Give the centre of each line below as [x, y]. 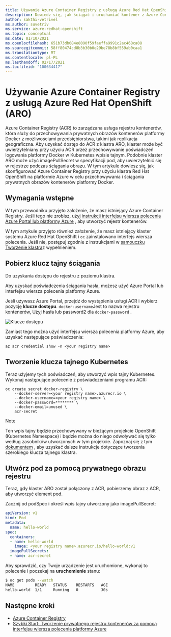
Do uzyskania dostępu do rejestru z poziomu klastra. [61, 275]
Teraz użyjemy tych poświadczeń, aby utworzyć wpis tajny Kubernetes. [80, 374]
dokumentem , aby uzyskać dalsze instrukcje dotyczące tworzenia [75, 447]
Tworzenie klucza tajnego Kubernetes [67, 362]
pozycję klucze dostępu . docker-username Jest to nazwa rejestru [73, 306]
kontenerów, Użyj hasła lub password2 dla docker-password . [69, 312]
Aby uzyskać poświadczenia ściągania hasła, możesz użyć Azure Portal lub [84, 286]
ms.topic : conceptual [28, 34]
